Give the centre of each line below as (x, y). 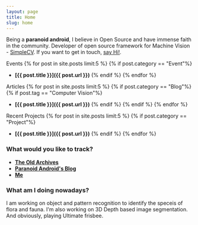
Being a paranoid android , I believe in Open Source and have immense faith (99, 40)
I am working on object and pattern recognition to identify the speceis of (95, 203)
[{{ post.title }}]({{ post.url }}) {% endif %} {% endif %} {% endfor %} (101, 104)
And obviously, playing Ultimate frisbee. (55, 216)
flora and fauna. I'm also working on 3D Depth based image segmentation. (97, 209)
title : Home (21, 17)
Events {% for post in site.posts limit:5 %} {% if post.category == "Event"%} (99, 64)
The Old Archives (37, 162)
